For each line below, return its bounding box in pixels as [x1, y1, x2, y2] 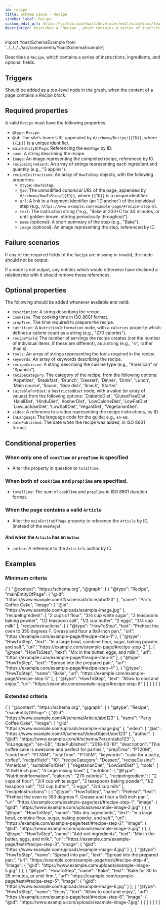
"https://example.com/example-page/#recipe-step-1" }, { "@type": [5, 633, 141, 639]
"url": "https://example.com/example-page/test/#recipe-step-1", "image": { [5, 799, 158, 805]
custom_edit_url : [5, 21, 41, 26]
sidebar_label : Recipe [5, 16, 52, 21]
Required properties [5, 107, 68, 115]
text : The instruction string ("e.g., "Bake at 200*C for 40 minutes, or [19, 208, 160, 214]
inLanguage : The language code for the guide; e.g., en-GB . [12, 414, 129, 420]
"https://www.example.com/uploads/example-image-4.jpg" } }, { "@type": [5, 846, 157, 853]
